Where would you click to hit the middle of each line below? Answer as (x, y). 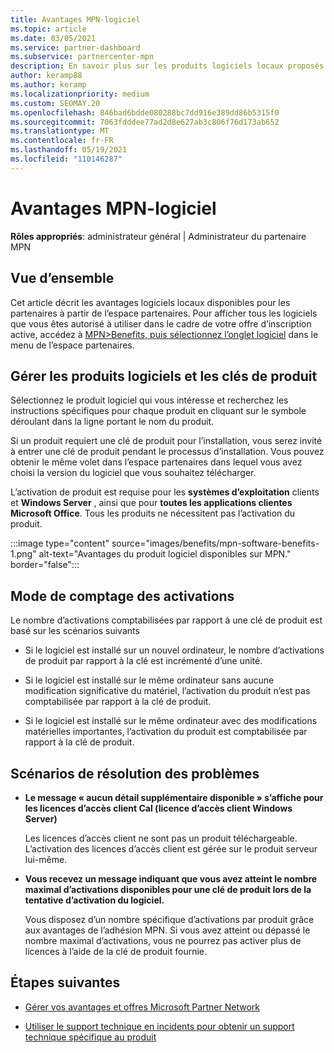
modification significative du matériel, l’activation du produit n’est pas (167, 691)
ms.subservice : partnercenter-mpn (82, 57)
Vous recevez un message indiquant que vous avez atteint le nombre (171, 878)
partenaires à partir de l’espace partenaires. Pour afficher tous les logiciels (164, 313)
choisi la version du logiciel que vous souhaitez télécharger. (133, 473)
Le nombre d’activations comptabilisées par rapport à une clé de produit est (166, 620)
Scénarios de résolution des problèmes (135, 773)
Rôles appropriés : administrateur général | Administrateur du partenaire (158, 236)
